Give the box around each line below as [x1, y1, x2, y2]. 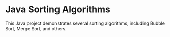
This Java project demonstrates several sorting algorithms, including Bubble [5, 20, 165, 26]
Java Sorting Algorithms [5, 4, 111, 15]
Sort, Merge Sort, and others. [5, 25, 67, 31]
